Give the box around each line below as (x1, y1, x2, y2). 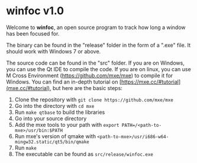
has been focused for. (6, 30, 60, 37)
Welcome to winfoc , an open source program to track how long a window (6, 24, 186, 31)
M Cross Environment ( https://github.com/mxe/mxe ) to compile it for (6, 72, 173, 79)
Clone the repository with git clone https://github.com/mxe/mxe (14, 96, 173, 103)
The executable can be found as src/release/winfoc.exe (14, 150, 154, 158)
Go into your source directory (14, 114, 87, 122)
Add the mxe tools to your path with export (14, 121, 120, 128)
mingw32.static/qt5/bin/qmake (14, 139, 90, 145)
